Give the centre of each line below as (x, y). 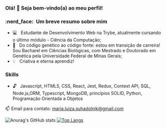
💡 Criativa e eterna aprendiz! (43, 61)
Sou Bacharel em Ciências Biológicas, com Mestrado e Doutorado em (84, 51)
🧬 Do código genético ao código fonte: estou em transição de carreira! (86, 45)
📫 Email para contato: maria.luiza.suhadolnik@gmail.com (64, 108)
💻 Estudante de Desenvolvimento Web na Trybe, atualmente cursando (87, 33)
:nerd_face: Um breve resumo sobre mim (56, 21)
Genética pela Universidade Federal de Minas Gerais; (67, 56)
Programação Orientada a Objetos (48, 98)
